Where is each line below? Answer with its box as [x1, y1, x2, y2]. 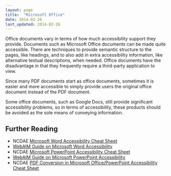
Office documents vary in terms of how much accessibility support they [5, 36, 156, 42]
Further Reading [5, 124, 58, 133]
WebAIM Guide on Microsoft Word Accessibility [12, 143, 113, 149]
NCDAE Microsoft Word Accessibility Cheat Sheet [12, 138, 117, 144]
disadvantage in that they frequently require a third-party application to [5, 63, 155, 69]
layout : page [5, 7, 33, 13]
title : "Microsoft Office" [5, 12, 65, 17]
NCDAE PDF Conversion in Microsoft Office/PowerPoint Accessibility [12, 160, 158, 166]
